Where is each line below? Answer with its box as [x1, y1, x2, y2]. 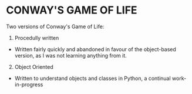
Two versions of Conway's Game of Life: [6, 23, 105, 30]
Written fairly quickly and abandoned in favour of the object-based [14, 45, 176, 53]
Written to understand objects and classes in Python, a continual [14, 75, 171, 82]
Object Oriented [14, 63, 54, 70]
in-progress [14, 80, 43, 88]
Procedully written [14, 34, 59, 41]
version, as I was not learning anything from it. [14, 52, 127, 59]
